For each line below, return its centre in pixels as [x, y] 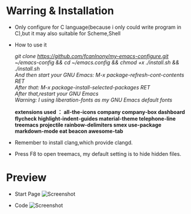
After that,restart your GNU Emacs [56, 93]
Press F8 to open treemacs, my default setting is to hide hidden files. [98, 153]
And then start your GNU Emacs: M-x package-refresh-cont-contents [99, 75]
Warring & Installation [60, 11]
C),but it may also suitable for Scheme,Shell [68, 33]
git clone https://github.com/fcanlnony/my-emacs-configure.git [91, 56]
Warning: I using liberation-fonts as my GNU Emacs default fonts [93, 100]
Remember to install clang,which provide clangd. [74, 142]
